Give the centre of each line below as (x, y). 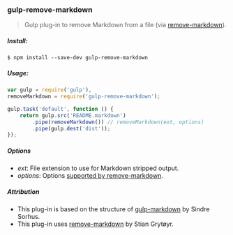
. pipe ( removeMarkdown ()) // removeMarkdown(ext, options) (118, 122)
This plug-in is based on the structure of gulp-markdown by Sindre (113, 209)
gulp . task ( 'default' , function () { (60, 109)
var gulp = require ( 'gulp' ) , (50, 90)
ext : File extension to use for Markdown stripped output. (98, 168)
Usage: (18, 73)
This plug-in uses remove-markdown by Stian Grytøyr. (96, 224)
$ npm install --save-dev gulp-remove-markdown (78, 58)
